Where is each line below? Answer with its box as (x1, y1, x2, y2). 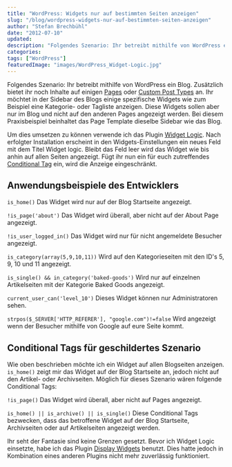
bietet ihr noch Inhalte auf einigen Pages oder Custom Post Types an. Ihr (7, 88, 214, 96)
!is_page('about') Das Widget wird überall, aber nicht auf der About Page (7, 211, 219, 219)
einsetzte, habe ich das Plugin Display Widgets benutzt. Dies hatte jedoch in (7, 444, 224, 453)
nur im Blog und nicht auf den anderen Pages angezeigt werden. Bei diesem (7, 110, 224, 118)
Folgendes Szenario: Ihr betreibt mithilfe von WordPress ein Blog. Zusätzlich (7, 80, 224, 88)
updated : (7, 36, 32, 43)
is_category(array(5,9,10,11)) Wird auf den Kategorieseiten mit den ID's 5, (7, 252, 224, 261)
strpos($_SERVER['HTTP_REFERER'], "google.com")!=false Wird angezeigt (7, 315, 216, 323)
